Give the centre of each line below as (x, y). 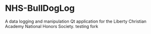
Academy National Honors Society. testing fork (52, 26)
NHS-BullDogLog (40, 8)
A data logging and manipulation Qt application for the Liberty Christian (76, 21)
